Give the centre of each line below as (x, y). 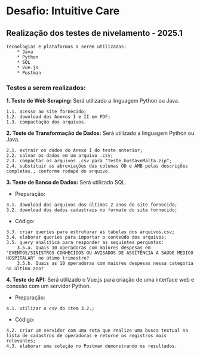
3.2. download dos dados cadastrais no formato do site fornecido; (92, 210)
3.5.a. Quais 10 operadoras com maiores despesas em (84, 248)
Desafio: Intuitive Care (63, 11)
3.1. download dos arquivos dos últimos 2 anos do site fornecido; (92, 205)
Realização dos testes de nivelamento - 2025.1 (95, 33)
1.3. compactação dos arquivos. (46, 122)
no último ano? (25, 269)
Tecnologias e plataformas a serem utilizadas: (67, 47)
